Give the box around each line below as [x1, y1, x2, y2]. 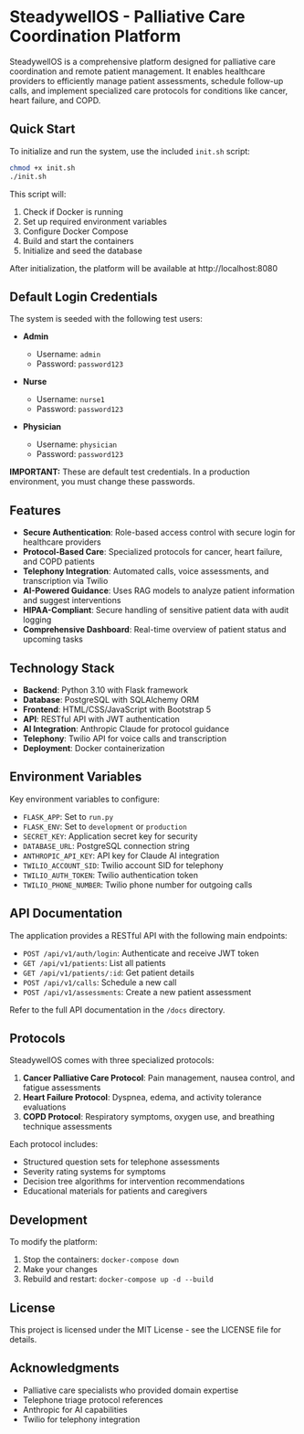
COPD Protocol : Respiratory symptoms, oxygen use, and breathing [22, 1111, 276, 1122]
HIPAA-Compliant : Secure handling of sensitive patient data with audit [22, 605, 289, 616]
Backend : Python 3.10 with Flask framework [22, 684, 189, 696]
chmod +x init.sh [9, 163, 76, 173]
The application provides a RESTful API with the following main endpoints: [9, 929, 288, 940]
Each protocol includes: [9, 1139, 99, 1150]
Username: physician [36, 439, 118, 450]
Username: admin [36, 349, 101, 360]
